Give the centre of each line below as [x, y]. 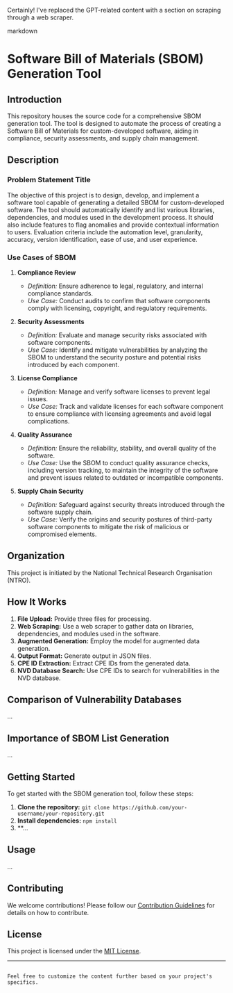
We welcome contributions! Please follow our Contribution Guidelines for [111, 905]
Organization [36, 556]
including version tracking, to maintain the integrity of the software [123, 470]
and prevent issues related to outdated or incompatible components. [125, 477]
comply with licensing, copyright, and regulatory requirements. [117, 308]
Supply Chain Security [50, 491]
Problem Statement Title [49, 180]
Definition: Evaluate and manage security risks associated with [117, 335]
